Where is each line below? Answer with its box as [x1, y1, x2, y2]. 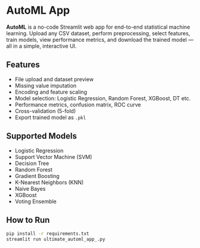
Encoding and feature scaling [14, 88, 88, 96]
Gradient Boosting [14, 172, 60, 179]
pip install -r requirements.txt [6, 231, 90, 237]
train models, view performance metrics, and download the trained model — [6, 36, 194, 43]
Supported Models [6, 131, 77, 141]
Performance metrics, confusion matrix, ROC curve [14, 101, 141, 108]
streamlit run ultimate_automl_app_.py [6, 237, 106, 243]
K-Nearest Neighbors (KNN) [14, 179, 84, 186]
